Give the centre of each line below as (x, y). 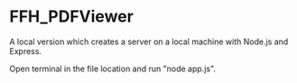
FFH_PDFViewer (71, 17)
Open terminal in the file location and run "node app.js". (113, 69)
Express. (26, 51)
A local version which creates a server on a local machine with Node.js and (149, 41)
